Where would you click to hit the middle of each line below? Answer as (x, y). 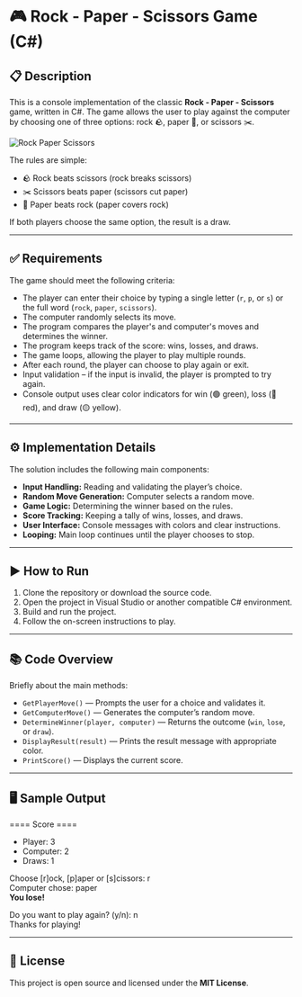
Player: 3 (39, 842)
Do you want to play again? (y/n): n (74, 915)
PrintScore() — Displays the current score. (103, 760)
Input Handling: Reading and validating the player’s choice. (132, 487)
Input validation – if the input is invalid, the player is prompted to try (147, 374)
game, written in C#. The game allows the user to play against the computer (150, 112)
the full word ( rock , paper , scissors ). (89, 307)
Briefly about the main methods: (69, 686)
